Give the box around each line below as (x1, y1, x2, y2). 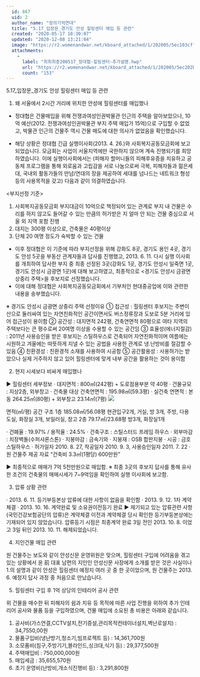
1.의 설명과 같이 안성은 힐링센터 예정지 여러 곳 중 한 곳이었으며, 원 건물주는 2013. (6, 566, 192, 574)
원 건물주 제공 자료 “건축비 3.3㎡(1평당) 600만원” (6, 451, 121, 458)
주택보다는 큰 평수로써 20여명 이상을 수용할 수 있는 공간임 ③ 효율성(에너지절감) (6, 325, 192, 332)
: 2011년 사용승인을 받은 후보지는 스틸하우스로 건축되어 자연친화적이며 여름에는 (6, 333, 189, 340)
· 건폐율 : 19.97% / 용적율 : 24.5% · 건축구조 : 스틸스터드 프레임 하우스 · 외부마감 (6, 428, 193, 436)
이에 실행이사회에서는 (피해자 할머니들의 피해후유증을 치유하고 (42, 155, 186, 162)
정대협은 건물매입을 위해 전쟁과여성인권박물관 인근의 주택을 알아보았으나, (14, 112, 184, 120)
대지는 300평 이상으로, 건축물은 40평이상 (14, 225, 111, 232)
